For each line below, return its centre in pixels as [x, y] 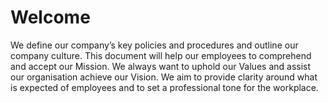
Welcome [50, 17]
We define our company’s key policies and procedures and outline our [154, 45]
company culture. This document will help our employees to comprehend [161, 55]
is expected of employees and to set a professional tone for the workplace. [164, 87]
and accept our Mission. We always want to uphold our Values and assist [161, 66]
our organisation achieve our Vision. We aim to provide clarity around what [164, 77]
